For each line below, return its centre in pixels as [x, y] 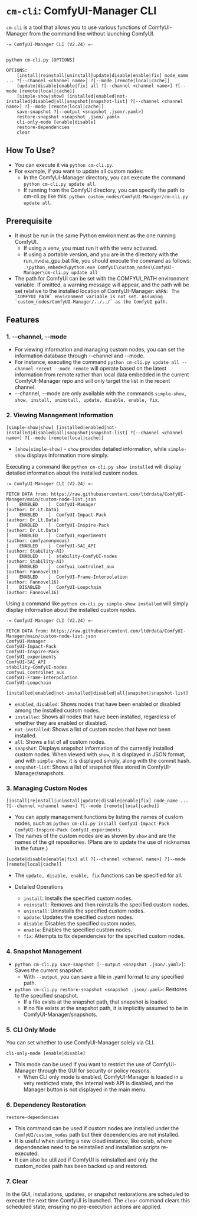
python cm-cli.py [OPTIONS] [41, 60]
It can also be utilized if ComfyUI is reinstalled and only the [86, 1159]
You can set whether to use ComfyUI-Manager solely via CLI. [81, 1043]
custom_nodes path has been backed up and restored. [81, 1166]
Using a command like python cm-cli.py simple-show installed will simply [97, 603]
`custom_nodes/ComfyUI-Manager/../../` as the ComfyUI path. [91, 302]
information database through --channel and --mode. [80, 356]
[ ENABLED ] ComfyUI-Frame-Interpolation [67, 577]
